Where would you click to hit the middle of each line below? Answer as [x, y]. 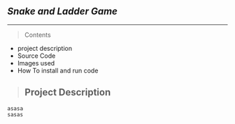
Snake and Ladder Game [62, 11]
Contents [37, 35]
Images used [36, 63]
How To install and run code [58, 70]
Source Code [36, 56]
